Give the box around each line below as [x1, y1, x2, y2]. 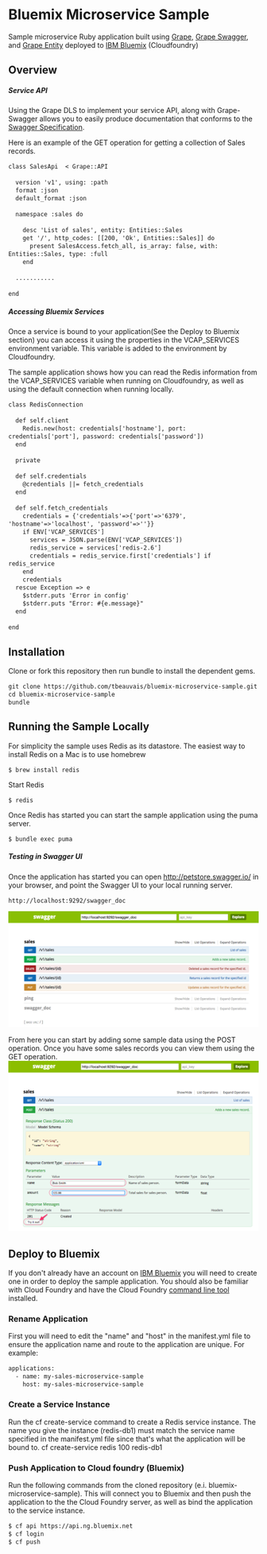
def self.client [15, 417, 69, 425]
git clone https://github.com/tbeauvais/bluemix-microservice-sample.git [8, 682, 258, 691]
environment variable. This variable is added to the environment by [8, 344, 227, 353]
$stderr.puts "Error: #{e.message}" [22, 600, 145, 608]
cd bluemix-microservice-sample [8, 690, 115, 699]
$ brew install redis [8, 766, 80, 774]
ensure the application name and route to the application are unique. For [8, 1340, 245, 1350]
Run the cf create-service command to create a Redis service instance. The [8, 1417, 257, 1427]
